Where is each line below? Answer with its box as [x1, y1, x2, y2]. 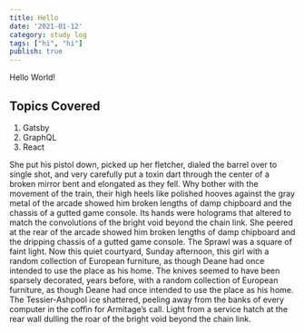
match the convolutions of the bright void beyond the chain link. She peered [9, 217, 293, 228]
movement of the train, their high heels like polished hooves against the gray [9, 188, 296, 199]
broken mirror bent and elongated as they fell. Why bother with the [9, 178, 259, 189]
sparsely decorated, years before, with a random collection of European [9, 274, 279, 286]
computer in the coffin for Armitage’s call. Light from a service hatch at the [9, 303, 289, 314]
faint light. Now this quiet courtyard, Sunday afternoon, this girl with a [9, 246, 270, 257]
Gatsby [22, 122, 50, 132]
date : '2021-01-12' [9, 22, 83, 31]
